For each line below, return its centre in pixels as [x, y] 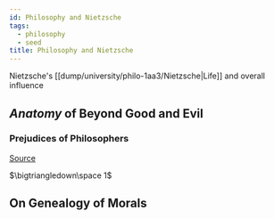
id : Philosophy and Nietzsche [66, 17]
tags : [19, 26]
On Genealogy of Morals [78, 203]
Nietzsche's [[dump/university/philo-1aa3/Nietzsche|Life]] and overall [137, 76]
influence [27, 85]
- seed [29, 42]
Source [22, 158]
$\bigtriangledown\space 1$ [61, 175]
